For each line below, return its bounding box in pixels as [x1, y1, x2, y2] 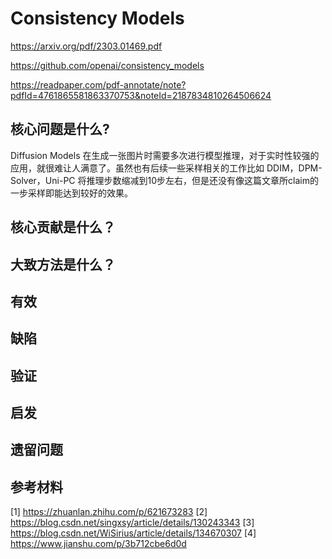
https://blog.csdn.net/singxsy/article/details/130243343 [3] [10, 517, 255, 529]
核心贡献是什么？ [10, 219, 116, 236]
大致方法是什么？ [10, 256, 116, 273]
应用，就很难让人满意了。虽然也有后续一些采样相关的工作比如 [10, 162, 265, 174]
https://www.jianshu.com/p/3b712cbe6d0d [10, 538, 187, 550]
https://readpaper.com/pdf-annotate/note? [10, 78, 187, 91]
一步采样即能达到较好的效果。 [10, 187, 133, 199]
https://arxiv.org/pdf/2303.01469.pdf [10, 40, 163, 52]
